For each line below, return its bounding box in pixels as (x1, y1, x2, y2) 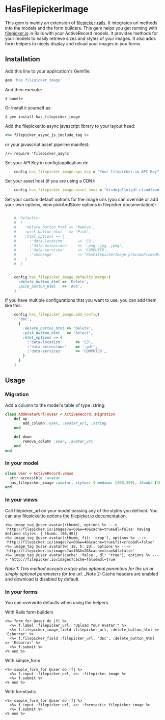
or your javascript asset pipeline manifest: (5, 142, 90, 147)
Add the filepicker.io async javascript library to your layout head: (5, 123, 136, 129)
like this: (5, 302, 22, 309)
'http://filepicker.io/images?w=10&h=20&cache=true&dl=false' (5, 548, 135, 553)
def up (14, 416, 27, 421)
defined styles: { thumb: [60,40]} (5, 531, 78, 536)
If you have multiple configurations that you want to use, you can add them (5, 297, 157, 303)
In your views (5, 497, 38, 504)
